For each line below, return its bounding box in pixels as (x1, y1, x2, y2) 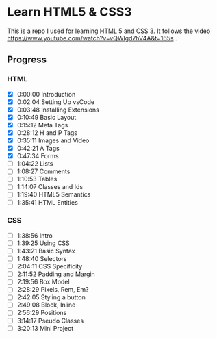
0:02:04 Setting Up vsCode (16, 97, 94, 106)
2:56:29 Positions (16, 309, 67, 317)
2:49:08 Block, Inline (16, 301, 76, 309)
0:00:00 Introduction (16, 90, 76, 98)
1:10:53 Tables (16, 175, 58, 184)
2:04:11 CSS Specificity (16, 262, 83, 271)
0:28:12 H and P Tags (16, 128, 77, 137)
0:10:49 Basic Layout (16, 113, 77, 121)
